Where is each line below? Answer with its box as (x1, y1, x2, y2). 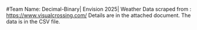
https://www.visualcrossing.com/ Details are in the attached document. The (6, 12, 191, 19)
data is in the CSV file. (6, 18, 61, 25)
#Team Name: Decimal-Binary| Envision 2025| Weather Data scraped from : (6, 6, 192, 12)
